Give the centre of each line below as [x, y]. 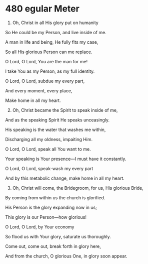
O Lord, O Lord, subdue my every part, [45, 81]
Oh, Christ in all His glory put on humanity [55, 23]
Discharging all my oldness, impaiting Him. [49, 139]
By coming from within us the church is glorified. [55, 197]
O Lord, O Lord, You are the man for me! [46, 61]
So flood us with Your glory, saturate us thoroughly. [58, 236]
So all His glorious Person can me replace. [49, 52]
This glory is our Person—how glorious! [46, 217]
